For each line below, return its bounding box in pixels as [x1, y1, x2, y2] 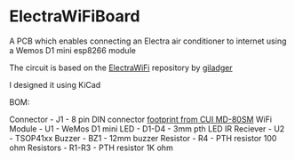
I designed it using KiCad [9, 79, 101, 90]
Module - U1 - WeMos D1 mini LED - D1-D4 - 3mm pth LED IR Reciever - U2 [9, 123, 285, 134]
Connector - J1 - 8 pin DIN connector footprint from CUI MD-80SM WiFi [9, 114, 273, 124]
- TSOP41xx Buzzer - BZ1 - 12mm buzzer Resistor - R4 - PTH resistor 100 [9, 132, 277, 143]
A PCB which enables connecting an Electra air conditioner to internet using [9, 36, 287, 46]
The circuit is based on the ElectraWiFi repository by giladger [9, 62, 233, 73]
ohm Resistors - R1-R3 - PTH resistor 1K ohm [9, 142, 173, 153]
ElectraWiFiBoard [9, 6, 140, 27]
